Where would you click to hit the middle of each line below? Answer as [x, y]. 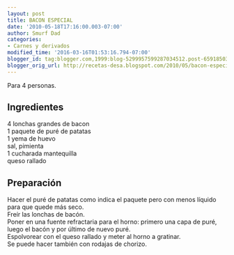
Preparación [34, 183]
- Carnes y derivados [39, 46]
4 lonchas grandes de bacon [48, 124]
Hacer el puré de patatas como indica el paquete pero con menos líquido [112, 200]
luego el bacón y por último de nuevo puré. [69, 229]
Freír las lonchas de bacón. [46, 215]
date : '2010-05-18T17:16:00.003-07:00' [65, 26]
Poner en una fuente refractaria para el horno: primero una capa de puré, [112, 222]
